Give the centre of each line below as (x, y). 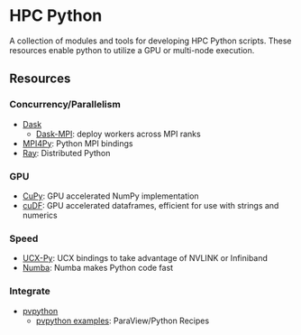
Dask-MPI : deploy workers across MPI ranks (118, 134)
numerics (40, 215)
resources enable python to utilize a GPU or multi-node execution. (132, 50)
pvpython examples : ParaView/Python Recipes (123, 321)
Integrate (30, 292)
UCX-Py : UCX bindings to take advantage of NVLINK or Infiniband (145, 258)
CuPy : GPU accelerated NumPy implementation (111, 196)
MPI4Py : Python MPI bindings (78, 143)
